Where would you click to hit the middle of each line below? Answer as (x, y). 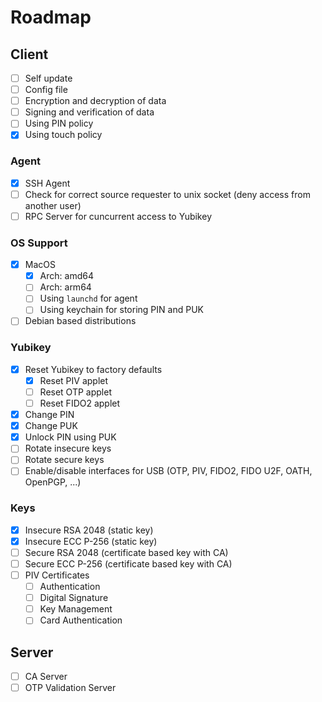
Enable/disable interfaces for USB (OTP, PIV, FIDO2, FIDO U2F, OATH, (168, 471)
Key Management (76, 609)
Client (29, 54)
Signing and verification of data (89, 112)
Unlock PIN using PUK (70, 437)
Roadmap (51, 17)
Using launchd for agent (88, 298)
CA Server (46, 677)
